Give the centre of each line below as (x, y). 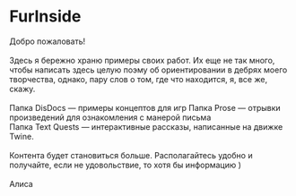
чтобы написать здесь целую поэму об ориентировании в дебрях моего (148, 70)
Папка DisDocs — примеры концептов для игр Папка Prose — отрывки (145, 107)
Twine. (22, 136)
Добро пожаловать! (48, 41)
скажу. (22, 89)
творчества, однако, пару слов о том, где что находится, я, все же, (138, 79)
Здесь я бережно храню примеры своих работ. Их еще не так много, (142, 60)
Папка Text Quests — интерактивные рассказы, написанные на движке (146, 126)
